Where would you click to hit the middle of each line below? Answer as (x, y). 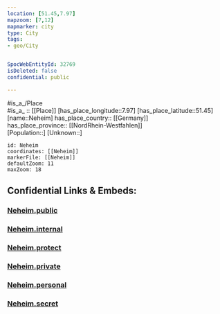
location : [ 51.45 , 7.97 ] (42, 14)
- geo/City (23, 46)
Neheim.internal (35, 229)
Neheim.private (34, 266)
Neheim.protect (34, 247)
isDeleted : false (32, 71)
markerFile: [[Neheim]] (42, 157)
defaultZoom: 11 (30, 164)
